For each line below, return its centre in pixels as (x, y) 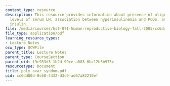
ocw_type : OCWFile (25, 48)
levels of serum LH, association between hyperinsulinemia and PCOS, (84, 19)
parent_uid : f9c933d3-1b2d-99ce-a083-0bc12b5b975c (60, 62)
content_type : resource (30, 10)
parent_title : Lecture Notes (36, 52)
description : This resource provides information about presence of (79, 15)
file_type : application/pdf (35, 33)
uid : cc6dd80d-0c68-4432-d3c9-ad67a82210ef (52, 76)
